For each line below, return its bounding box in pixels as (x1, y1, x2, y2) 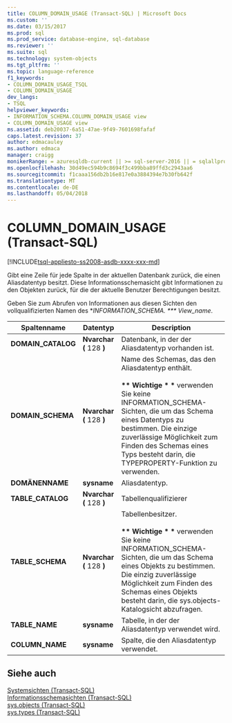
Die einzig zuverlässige (121, 570, 197, 580)
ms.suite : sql (7, 49, 48, 56)
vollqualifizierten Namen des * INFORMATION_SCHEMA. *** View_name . (7, 306, 213, 315)
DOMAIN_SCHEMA (10, 411, 75, 421)
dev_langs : (7, 94, 39, 101)
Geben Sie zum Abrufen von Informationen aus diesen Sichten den (7, 299, 197, 308)
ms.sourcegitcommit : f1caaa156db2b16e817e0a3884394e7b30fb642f (7, 171, 193, 178)
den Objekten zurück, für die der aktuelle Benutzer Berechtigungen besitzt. (7, 286, 221, 294)
